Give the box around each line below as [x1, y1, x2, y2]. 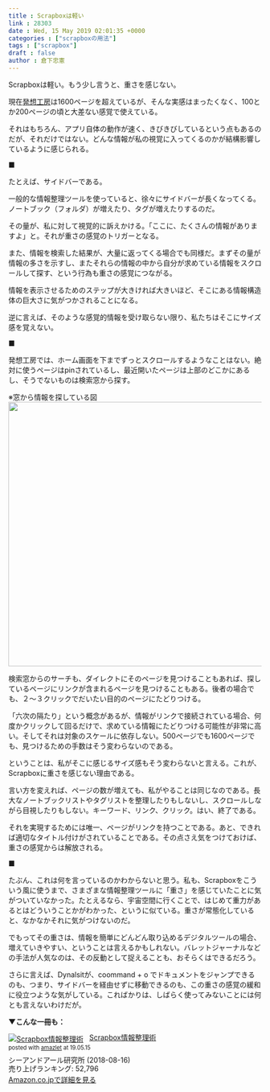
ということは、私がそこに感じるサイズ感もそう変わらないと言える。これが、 [8, 757, 261, 768]
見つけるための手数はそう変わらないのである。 [22, 741, 178, 750]
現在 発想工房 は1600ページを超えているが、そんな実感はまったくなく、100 [8, 96, 254, 106]
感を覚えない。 [8, 322, 58, 332]
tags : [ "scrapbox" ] [8, 42, 78, 50]
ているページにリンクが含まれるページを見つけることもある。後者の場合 [8, 684, 247, 693]
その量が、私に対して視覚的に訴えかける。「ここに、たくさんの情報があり [8, 220, 251, 230]
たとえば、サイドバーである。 [8, 176, 107, 186]
